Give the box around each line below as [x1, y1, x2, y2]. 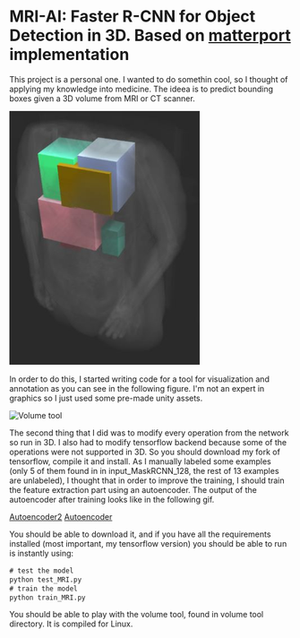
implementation [9, 45, 130, 65]
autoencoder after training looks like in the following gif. [9, 494, 215, 504]
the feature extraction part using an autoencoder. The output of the [9, 484, 257, 495]
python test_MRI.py [9, 575, 82, 584]
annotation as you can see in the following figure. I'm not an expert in [9, 383, 265, 393]
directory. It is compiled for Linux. [9, 618, 133, 629]
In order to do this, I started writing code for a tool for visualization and [9, 374, 270, 384]
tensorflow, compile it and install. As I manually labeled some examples [9, 455, 271, 467]
